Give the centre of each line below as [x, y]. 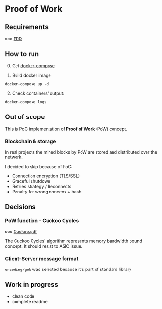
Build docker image [31, 75]
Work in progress [32, 284]
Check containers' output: [38, 93]
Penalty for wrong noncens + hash [47, 192]
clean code [23, 296]
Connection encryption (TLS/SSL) [46, 176]
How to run [22, 54]
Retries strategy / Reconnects [42, 186]
